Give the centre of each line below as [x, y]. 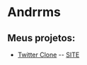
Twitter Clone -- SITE [48, 55]
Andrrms [34, 12]
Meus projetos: [41, 38]
